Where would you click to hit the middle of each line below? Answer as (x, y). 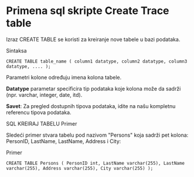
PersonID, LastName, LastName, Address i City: (64, 141)
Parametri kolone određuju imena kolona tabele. (64, 77)
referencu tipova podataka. (39, 112)
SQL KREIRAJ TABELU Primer (42, 123)
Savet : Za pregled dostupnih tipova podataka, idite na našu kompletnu (91, 106)
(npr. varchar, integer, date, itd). (44, 95)
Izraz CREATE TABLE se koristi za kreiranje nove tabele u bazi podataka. (93, 39)
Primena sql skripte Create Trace (88, 11)
